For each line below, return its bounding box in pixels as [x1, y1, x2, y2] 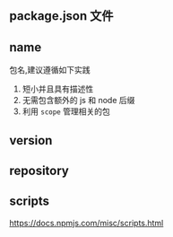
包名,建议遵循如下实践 [9, 65, 91, 75]
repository [9, 162, 70, 178]
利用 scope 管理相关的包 [22, 106, 110, 117]
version [9, 133, 53, 148]
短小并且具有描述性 [22, 83, 94, 94]
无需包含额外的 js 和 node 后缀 [22, 95, 135, 106]
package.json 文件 [9, 8, 114, 24]
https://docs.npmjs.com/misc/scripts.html [9, 217, 164, 228]
